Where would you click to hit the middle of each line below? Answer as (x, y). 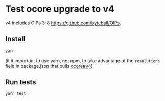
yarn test (16, 94)
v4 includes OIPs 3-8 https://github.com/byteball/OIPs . (63, 23)
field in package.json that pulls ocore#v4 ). (50, 66)
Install (15, 39)
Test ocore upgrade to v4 (60, 9)
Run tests (21, 82)
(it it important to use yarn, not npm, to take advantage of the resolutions (83, 60)
